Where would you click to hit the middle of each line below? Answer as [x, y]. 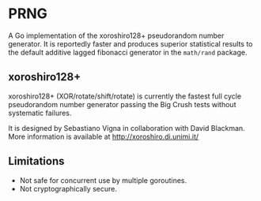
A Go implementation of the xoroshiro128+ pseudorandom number [116, 35]
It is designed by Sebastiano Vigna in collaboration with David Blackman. [127, 128]
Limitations [36, 161]
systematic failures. [40, 113]
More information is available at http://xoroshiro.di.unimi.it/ [104, 136]
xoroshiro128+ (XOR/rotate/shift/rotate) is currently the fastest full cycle [125, 96]
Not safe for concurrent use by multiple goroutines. [103, 180]
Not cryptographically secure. [68, 188]
